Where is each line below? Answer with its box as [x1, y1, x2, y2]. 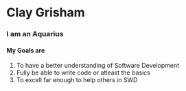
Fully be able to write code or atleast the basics [16, 68, 150, 77]
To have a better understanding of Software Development [16, 62, 180, 70]
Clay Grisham [6, 5, 85, 21]
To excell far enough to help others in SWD [16, 76, 138, 84]
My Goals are [6, 46, 45, 54]
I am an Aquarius [6, 29, 64, 39]
